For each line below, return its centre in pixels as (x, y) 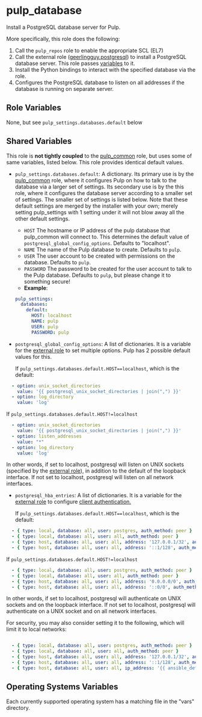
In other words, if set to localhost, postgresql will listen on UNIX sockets (95, 465)
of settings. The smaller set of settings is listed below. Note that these (101, 199)
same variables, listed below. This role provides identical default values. (95, 162)
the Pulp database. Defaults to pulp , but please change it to (97, 275)
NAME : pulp (45, 321)
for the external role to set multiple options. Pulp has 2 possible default (103, 350)
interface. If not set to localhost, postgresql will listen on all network (90, 477)
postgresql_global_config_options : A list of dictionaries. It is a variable (103, 344)
